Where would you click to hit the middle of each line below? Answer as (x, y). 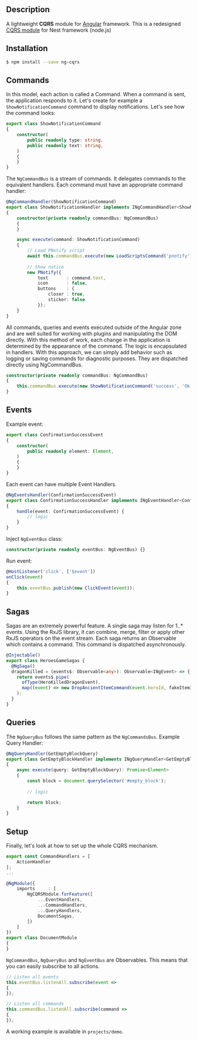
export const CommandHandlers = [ (48, 857)
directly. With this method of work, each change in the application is (88, 340)
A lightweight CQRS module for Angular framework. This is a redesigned (94, 23)
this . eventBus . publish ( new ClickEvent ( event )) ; (76, 588)
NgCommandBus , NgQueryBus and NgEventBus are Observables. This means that (97, 960)
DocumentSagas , (56, 916)
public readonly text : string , (65, 145)
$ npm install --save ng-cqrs (43, 62)
